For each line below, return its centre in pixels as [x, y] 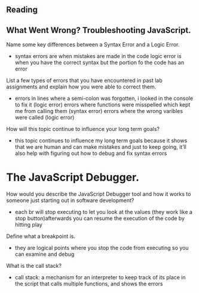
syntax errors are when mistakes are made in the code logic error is [98, 56]
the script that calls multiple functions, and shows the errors [89, 284]
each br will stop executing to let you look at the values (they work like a [104, 212]
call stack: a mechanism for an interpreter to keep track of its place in [100, 277]
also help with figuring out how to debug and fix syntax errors [91, 153]
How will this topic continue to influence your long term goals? [83, 129]
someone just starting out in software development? [70, 200]
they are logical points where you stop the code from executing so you [102, 248]
